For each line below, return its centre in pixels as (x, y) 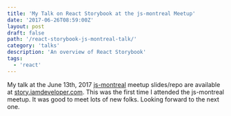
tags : (15, 59)
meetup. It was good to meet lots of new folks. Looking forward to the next (113, 99)
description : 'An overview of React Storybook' (77, 52)
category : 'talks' (33, 46)
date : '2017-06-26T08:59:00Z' (51, 20)
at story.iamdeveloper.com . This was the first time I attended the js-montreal (115, 92)
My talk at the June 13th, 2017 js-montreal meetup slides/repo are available (114, 84)
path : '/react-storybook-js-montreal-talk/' (72, 39)
